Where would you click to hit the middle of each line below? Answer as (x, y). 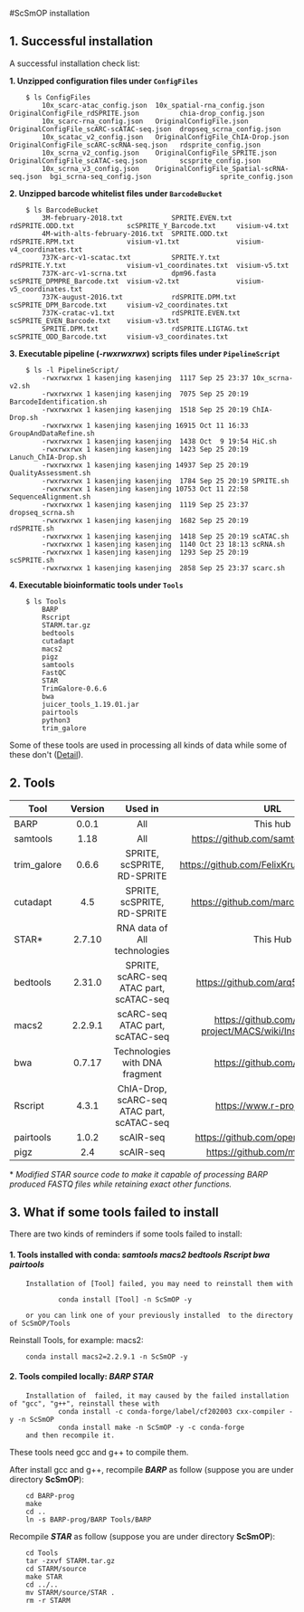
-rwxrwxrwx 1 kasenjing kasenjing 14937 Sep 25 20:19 (145, 465)
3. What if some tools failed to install (114, 1212)
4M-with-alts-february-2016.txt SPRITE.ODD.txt (135, 234)
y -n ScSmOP (32, 1419)
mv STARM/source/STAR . (71, 1592)
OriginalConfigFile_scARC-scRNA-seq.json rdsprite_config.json (135, 145)
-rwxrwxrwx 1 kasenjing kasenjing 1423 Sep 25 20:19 (145, 449)
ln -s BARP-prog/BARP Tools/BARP (89, 1520)
